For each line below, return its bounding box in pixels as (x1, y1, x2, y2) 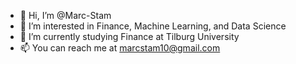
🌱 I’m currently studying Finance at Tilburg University (19, 31, 240, 42)
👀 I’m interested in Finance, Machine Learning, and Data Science (19, 20, 287, 32)
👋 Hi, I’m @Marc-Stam (19, 10, 112, 21)
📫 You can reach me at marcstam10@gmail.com (19, 42, 221, 54)
